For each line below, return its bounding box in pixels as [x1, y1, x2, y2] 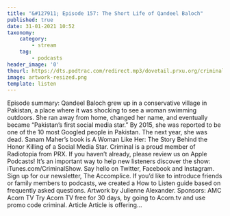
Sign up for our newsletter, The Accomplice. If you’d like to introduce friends [7, 172, 222, 180]
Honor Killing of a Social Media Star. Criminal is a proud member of [7, 143, 196, 151]
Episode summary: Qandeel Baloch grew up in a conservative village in [7, 99, 207, 107]
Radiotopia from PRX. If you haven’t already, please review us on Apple [7, 150, 207, 158]
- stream [31, 42, 57, 49]
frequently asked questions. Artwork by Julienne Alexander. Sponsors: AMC [7, 187, 222, 195]
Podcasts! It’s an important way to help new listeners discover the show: [7, 157, 211, 165]
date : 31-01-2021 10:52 [7, 23, 75, 29]
